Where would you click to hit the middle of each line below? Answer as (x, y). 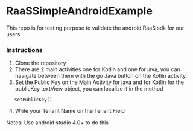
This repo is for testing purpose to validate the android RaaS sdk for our (95, 28)
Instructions (25, 50)
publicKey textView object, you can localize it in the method (89, 89)
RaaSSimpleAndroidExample (79, 11)
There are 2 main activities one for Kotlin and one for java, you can (98, 69)
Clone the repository (40, 63)
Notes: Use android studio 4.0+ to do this (57, 123)
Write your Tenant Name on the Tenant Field (70, 111)
